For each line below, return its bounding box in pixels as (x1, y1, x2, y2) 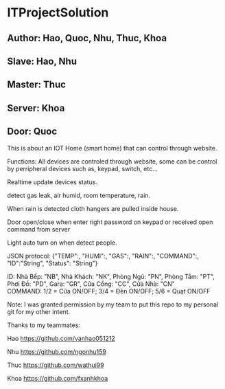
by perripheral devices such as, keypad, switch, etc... (7, 164, 158, 173)
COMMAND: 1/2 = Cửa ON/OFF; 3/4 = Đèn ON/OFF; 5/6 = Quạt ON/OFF (7, 287, 211, 295)
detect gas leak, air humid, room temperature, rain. (7, 191, 151, 199)
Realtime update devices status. (7, 177, 98, 186)
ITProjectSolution (7, 5, 109, 21)
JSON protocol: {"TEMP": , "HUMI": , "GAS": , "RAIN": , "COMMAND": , (7, 252, 199, 260)
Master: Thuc (7, 79, 67, 91)
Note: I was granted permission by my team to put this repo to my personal (7, 300, 219, 309)
